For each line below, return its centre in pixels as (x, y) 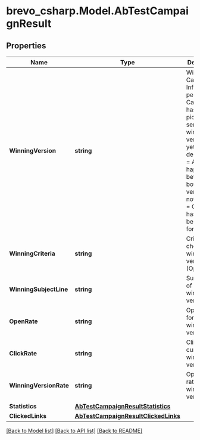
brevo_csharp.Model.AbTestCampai (98, 11)
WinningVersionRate (39, 385)
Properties (26, 46)
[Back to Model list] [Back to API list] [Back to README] (74, 431)
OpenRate (24, 321)
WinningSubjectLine (39, 289)
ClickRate (23, 353)
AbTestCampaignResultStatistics (123, 406)
